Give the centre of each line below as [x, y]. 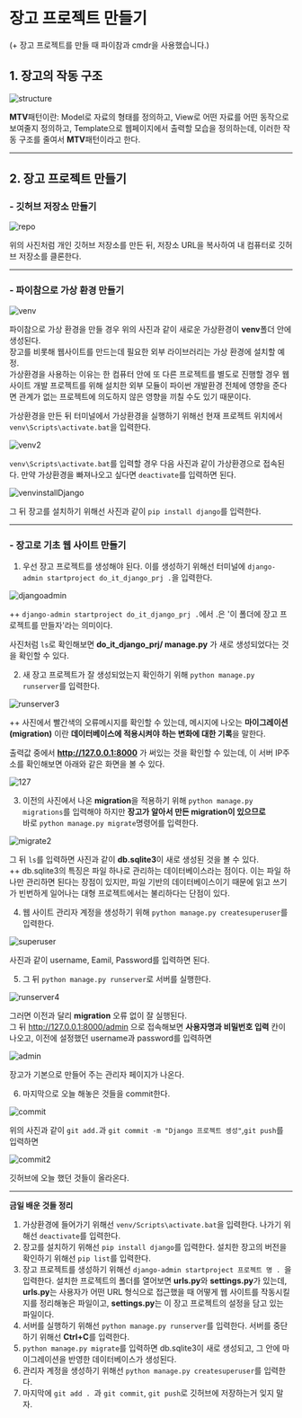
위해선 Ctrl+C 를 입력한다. [84, 1337]
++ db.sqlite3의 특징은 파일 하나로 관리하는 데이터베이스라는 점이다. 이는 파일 [145, 871]
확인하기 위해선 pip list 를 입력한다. [86, 1258]
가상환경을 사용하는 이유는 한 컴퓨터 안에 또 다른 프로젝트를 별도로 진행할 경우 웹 [150, 374]
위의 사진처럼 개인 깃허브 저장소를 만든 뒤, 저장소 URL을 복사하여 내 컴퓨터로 [142, 245]
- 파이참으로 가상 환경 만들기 [67, 290]
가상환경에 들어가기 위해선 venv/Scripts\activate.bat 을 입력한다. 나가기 [152, 1225]
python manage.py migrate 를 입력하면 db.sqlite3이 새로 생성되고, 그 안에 [151, 1348]
